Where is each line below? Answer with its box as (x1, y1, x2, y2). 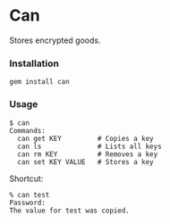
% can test (9, 190, 50, 199)
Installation (9, 57, 60, 70)
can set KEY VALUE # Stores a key (17, 157, 154, 166)
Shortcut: (9, 173, 44, 184)
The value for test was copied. (9, 206, 130, 215)
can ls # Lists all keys (17, 142, 163, 151)
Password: (9, 198, 47, 207)
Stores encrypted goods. (9, 35, 101, 46)
